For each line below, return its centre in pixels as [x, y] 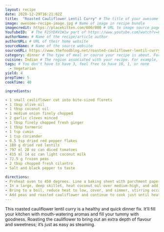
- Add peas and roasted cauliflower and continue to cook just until [77, 195]
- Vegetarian [23, 69]
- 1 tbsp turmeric [24, 127]
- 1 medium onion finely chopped [39, 114]
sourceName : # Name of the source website [49, 46]
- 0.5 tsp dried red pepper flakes [41, 141]
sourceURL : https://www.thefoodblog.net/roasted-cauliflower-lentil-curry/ [84, 50]
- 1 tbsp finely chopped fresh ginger [44, 123]
